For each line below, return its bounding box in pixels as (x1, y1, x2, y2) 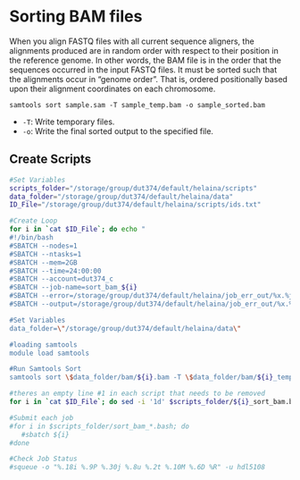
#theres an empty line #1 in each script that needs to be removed (9, 389, 266, 399)
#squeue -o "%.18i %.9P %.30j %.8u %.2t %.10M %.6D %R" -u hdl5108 (9, 463, 266, 472)
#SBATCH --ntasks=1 (9, 249, 82, 258)
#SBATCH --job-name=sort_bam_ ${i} (9, 283, 138, 292)
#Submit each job (9, 413, 74, 422)
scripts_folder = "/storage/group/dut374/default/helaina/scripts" (9, 183, 257, 193)
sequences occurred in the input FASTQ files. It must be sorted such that (9, 64, 278, 75)
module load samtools (9, 349, 90, 358)
